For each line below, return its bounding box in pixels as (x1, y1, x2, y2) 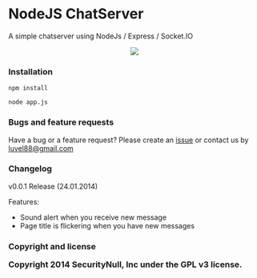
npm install (8, 85, 48, 93)
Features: (8, 197, 40, 206)
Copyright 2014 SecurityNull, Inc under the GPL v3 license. (8, 259, 243, 270)
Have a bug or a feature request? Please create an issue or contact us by (8, 135, 249, 145)
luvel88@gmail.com (8, 143, 74, 153)
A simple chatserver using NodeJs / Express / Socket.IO (8, 31, 194, 41)
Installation (8, 66, 54, 77)
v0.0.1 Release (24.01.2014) (8, 181, 98, 191)
